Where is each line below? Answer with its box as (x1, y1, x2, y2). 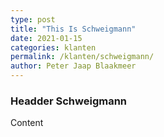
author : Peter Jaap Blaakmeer (10, 61, 137, 71)
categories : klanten (10, 42, 97, 53)
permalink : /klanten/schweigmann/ (10, 52, 155, 62)
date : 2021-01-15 (10, 33, 83, 43)
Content (10, 117, 44, 129)
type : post (10, 14, 56, 25)
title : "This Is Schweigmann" (10, 24, 137, 34)
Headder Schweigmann (10, 94, 128, 108)
